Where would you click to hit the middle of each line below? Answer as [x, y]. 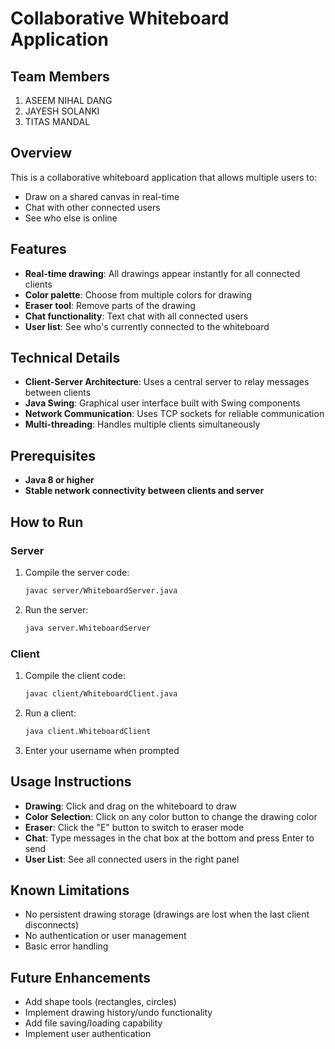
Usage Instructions [71, 782]
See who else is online [71, 218]
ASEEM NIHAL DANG [68, 100]
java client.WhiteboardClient [88, 731]
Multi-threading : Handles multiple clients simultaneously [142, 424]
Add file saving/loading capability [93, 1023]
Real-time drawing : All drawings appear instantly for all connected [162, 273]
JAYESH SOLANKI [62, 111]
